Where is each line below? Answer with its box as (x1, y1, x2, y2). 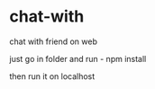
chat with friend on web (9, 36, 97, 47)
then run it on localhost (9, 70, 96, 82)
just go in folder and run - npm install (9, 53, 147, 64)
